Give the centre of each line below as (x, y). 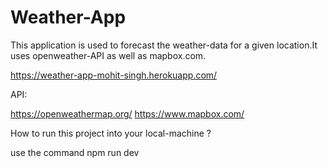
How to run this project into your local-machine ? (111, 133)
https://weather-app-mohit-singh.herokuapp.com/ (114, 75)
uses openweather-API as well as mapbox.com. (108, 55)
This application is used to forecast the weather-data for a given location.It (164, 45)
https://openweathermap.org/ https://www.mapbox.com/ (127, 113)
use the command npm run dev (75, 152)
